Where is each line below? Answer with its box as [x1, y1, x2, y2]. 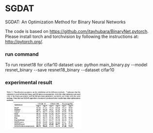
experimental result [5, 79, 52, 86]
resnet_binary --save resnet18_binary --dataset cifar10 [5, 67, 115, 73]
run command [5, 50, 39, 57]
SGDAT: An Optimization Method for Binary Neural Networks [5, 19, 126, 25]
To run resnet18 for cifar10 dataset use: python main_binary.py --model [5, 62, 148, 68]
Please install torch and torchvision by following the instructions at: [5, 33, 139, 39]
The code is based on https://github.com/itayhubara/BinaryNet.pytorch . [5, 28, 149, 34]
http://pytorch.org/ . [5, 38, 44, 44]
